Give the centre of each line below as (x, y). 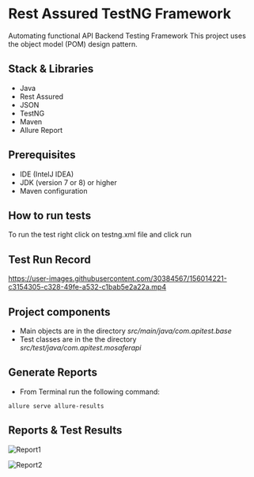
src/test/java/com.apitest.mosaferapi (80, 348)
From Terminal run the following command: (90, 392)
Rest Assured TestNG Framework (120, 14)
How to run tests (50, 216)
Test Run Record (49, 259)
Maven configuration (53, 191)
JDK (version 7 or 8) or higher (68, 182)
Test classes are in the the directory (78, 339)
